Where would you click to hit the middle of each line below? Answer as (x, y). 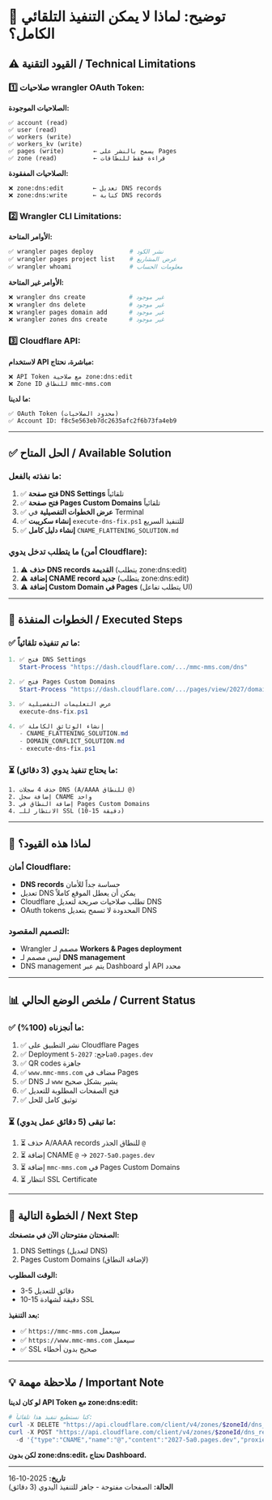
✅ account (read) (38, 122)
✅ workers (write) (40, 137)
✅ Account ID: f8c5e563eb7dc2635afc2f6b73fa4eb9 (93, 421)
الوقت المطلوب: (33, 1275)
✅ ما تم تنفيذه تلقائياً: (45, 642)
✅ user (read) (33, 130)
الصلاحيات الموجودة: (39, 108)
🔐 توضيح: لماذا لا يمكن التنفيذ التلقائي (117, 17)
